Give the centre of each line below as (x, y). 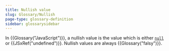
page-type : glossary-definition (39, 19)
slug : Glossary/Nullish (30, 14)
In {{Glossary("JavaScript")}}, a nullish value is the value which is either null (84, 38)
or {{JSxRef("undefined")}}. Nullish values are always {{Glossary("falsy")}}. (84, 43)
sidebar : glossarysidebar (32, 24)
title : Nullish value (28, 10)
